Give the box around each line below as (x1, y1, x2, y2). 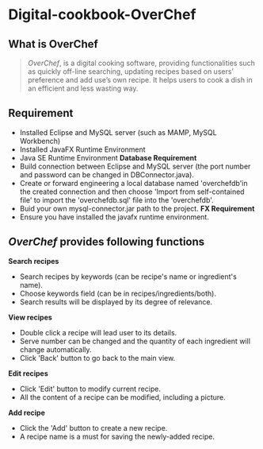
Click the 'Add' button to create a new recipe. (19, 423, 168, 432)
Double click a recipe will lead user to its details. (19, 327, 177, 337)
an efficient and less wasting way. (27, 83, 139, 93)
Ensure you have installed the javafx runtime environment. (19, 212, 210, 222)
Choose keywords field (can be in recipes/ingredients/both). (19, 288, 216, 298)
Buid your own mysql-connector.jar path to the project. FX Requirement (19, 203, 255, 213)
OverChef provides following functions (8, 235, 205, 249)
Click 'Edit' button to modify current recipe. (19, 384, 161, 393)
